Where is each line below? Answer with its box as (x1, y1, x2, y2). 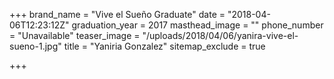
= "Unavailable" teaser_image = (9, 30, 141, 41)
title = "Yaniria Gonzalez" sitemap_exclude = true (63, 40, 266, 52)
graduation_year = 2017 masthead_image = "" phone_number (71, 19, 324, 31)
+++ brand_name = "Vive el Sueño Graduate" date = (9, 9, 226, 20)
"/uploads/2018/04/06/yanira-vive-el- (142, 30, 299, 41)
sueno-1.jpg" (9, 40, 62, 52)
